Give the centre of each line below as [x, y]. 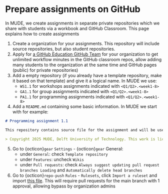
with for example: [30, 112]
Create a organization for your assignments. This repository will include [86, 43]
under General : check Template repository [64, 154]
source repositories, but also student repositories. [64, 49]
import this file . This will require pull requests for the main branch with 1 [86, 180]
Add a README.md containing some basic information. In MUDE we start [84, 106]
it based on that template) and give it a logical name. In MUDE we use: [84, 81]
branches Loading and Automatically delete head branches [81, 170]
